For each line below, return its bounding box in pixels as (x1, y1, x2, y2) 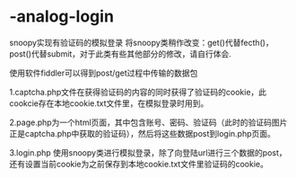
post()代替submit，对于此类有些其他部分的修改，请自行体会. (9, 48, 231, 59)
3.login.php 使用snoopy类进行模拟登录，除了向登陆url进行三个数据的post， (9, 147, 287, 158)
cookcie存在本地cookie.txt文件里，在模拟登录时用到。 (9, 97, 209, 109)
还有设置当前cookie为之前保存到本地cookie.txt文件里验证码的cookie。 (9, 158, 269, 169)
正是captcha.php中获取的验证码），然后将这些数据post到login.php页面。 (9, 128, 276, 138)
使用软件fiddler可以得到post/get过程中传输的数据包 (9, 67, 198, 78)
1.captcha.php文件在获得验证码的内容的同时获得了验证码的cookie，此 (9, 86, 267, 97)
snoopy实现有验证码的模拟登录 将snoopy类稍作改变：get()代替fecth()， (9, 37, 274, 48)
